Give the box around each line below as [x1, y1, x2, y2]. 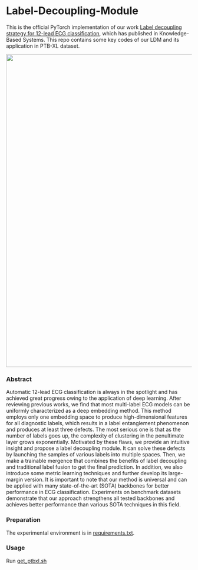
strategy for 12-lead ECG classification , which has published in [6, 29, 158, 37]
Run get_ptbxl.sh [6, 557, 47, 564]
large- [168, 470, 183, 477]
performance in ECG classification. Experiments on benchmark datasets [6, 489, 181, 496]
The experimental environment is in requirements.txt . [6, 529, 135, 536]
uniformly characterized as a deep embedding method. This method [6, 407, 172, 415]
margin [6, 476, 24, 483]
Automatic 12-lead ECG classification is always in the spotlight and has [6, 389, 178, 396]
